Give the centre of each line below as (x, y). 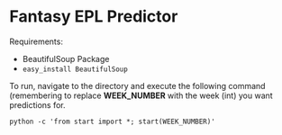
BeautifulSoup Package (66, 58)
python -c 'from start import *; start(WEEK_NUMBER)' (113, 121)
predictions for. (37, 104)
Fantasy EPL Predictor (94, 17)
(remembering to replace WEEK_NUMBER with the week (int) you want (141, 95)
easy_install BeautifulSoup (75, 69)
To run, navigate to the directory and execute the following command (137, 85)
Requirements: (36, 41)
